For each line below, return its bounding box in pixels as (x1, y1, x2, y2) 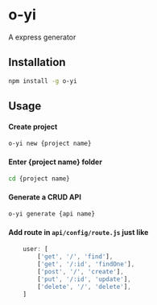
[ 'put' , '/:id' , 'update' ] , (37, 275, 131, 283)
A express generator (8, 32, 76, 42)
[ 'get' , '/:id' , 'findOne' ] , (37, 260, 135, 269)
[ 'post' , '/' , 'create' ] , (37, 268, 125, 276)
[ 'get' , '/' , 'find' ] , (37, 253, 114, 261)
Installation (8, 56, 66, 69)
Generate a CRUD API (8, 192, 82, 202)
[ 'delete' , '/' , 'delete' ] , (37, 282, 131, 291)
